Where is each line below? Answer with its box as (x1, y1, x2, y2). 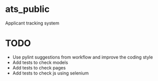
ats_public (5, 3, 50, 15)
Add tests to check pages (12, 64, 66, 70)
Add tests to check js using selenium (12, 70, 89, 76)
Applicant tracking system (5, 20, 59, 26)
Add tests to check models (12, 59, 68, 65)
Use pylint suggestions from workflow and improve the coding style (12, 54, 153, 60)
